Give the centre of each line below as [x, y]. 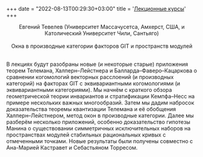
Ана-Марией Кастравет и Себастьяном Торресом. [72, 148]
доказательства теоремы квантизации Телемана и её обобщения [91, 109]
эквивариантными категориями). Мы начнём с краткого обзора [89, 90]
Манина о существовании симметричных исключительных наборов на [98, 128]
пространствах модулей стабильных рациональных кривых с [86, 135]
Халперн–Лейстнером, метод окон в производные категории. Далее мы [100, 115]
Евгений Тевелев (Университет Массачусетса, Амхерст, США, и [102, 27]
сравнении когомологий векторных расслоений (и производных [90, 77]
